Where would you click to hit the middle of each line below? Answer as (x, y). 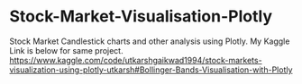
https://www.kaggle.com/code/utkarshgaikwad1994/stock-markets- (136, 60)
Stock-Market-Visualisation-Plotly (141, 17)
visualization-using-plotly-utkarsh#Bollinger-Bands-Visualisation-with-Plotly (151, 70)
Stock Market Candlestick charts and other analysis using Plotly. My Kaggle (150, 41)
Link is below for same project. (66, 50)
